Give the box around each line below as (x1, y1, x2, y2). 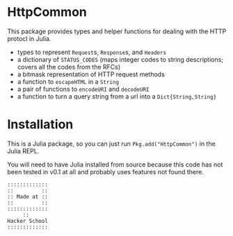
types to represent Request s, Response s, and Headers (17, 48, 167, 56)
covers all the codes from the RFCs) (17, 62, 121, 71)
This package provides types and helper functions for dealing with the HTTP (7, 27, 227, 35)
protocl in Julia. (7, 34, 51, 42)
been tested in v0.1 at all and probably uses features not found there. (7, 167, 204, 176)
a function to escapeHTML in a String (17, 77, 120, 85)
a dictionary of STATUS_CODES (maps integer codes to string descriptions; (17, 55, 224, 63)
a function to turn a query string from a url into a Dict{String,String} (17, 92, 217, 101)
